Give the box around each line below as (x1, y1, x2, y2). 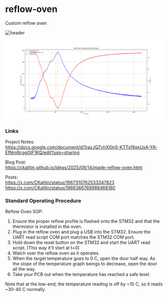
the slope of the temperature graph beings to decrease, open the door (12, 261, 157, 267)
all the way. (12, 266, 36, 272)
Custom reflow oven (5, 20, 47, 26)
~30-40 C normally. (5, 286, 46, 292)
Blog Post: (5, 159, 26, 165)
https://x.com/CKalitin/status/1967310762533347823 (5, 179, 115, 185)
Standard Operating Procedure (5, 197, 81, 204)
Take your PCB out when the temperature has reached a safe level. (12, 271, 150, 277)
